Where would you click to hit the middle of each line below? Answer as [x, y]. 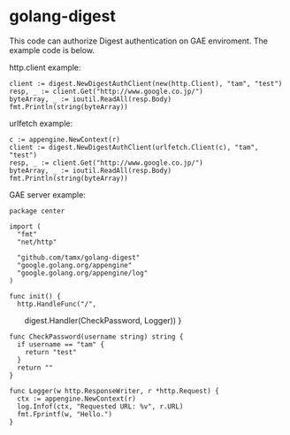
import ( [25, 226]
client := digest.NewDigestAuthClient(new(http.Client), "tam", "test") [146, 83]
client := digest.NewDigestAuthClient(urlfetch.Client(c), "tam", [134, 147]
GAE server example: [47, 194]
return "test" [51, 352]
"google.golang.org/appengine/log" [83, 273]
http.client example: [45, 67]
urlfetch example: [41, 123]
